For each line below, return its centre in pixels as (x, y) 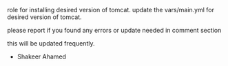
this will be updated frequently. (51, 43)
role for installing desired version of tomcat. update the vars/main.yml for (111, 10)
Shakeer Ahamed (42, 56)
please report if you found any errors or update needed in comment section (114, 30)
